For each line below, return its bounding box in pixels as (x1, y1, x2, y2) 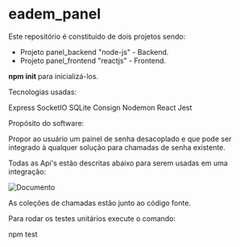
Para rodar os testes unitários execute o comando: (8, 213, 176, 223)
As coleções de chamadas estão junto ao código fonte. (8, 198, 192, 207)
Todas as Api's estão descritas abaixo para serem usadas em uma (8, 158, 228, 168)
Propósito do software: (8, 118, 85, 128)
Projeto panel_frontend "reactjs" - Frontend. (19, 56, 167, 65)
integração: (8, 166, 47, 176)
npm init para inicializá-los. (8, 71, 99, 81)
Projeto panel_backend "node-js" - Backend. (19, 47, 169, 57)
